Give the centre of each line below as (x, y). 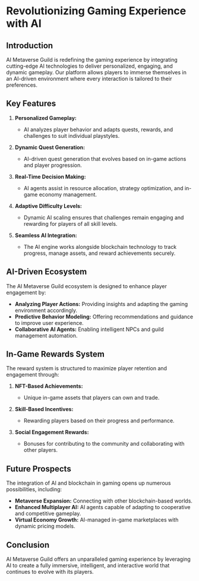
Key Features (31, 104)
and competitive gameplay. (48, 514)
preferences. (22, 85)
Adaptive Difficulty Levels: (48, 206)
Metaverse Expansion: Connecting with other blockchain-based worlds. (104, 501)
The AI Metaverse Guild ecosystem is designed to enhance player (87, 286)
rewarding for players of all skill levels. (70, 223)
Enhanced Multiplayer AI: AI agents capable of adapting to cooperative (102, 507)
